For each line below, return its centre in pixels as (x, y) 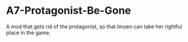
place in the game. (28, 32)
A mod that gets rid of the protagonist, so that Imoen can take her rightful (94, 26)
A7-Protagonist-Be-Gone (69, 11)
